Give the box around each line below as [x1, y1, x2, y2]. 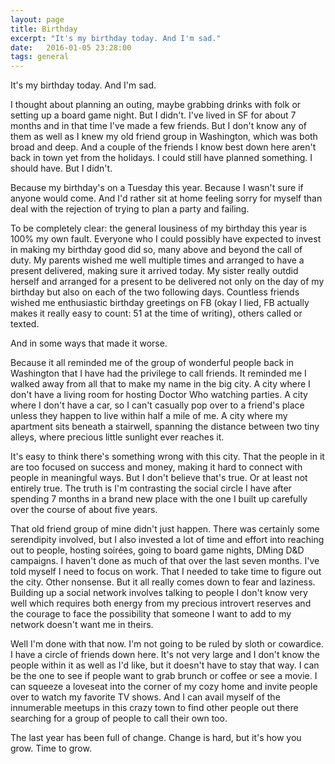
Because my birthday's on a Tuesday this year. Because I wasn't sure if [10, 182, 304, 194]
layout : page [10, 14, 65, 25]
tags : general [10, 52, 70, 62]
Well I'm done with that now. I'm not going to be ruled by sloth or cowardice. [10, 638, 325, 650]
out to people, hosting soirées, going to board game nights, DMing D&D [10, 544, 305, 556]
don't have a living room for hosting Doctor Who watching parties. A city [10, 389, 308, 401]
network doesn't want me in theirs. [10, 619, 154, 631]
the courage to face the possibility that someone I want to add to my [10, 608, 292, 620]
